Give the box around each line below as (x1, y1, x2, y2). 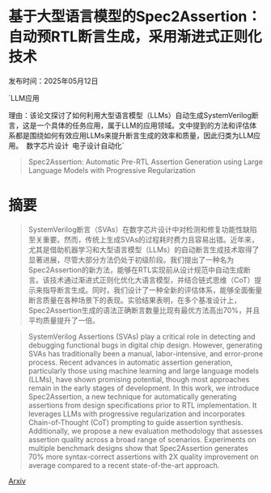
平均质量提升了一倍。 (28, 315, 100, 325)
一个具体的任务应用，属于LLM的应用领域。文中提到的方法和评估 (36, 120, 250, 130)
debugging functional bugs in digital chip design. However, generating (28, 340, 263, 350)
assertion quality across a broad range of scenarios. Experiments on (28, 434, 256, 445)
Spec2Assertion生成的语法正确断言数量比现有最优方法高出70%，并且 (28, 305, 260, 315)
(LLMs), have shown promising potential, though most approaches (28, 374, 250, 384)
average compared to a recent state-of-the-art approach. (28, 460, 220, 470)
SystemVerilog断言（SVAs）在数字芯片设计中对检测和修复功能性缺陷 (28, 224, 257, 234)
